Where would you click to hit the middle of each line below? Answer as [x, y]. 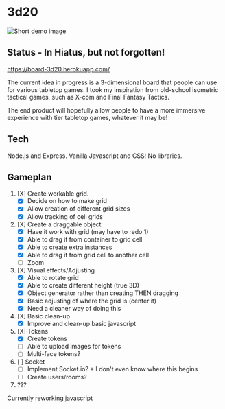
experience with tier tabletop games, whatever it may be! [87, 117]
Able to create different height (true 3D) [83, 285]
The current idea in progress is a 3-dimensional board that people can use [112, 82]
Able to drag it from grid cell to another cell [88, 255]
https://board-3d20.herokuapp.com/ [59, 69]
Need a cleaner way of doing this [74, 309]
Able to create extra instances [70, 247]
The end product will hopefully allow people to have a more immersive [106, 110]
